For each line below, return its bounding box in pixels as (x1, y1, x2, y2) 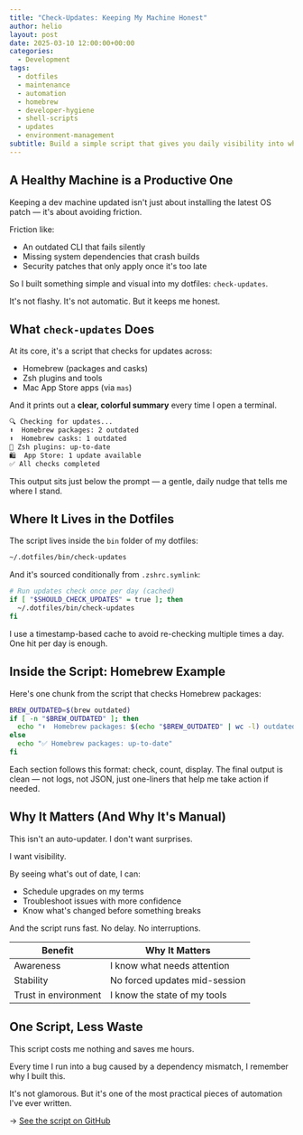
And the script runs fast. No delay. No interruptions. (9, 923, 201, 933)
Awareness (14, 959, 61, 971)
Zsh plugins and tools (22, 372, 103, 384)
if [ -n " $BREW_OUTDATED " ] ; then (9, 714, 140, 723)
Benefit (41, 943, 74, 956)
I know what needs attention (109, 959, 230, 971)
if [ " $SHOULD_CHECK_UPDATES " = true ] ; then (9, 596, 183, 605)
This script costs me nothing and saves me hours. (9, 1043, 195, 1054)
